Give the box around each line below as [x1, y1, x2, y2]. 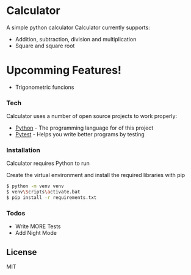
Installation [6, 146, 41, 155]
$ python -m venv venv [6, 183, 64, 189]
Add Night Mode [15, 229, 57, 237]
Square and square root [15, 42, 75, 49]
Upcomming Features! [6, 63, 122, 77]
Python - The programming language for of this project [15, 124, 154, 131]
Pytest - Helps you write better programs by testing [15, 131, 145, 138]
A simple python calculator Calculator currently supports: [6, 24, 151, 31]
